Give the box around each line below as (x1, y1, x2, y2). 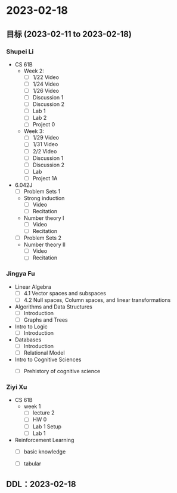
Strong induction (23, 194, 65, 201)
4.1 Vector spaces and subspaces (23, 289, 106, 297)
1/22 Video (32, 73, 60, 81)
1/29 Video (32, 134, 60, 141)
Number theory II (23, 241, 66, 249)
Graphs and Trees (23, 316, 68, 323)
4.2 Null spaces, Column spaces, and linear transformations (23, 296, 171, 303)
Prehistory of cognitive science (23, 368, 101, 375)
